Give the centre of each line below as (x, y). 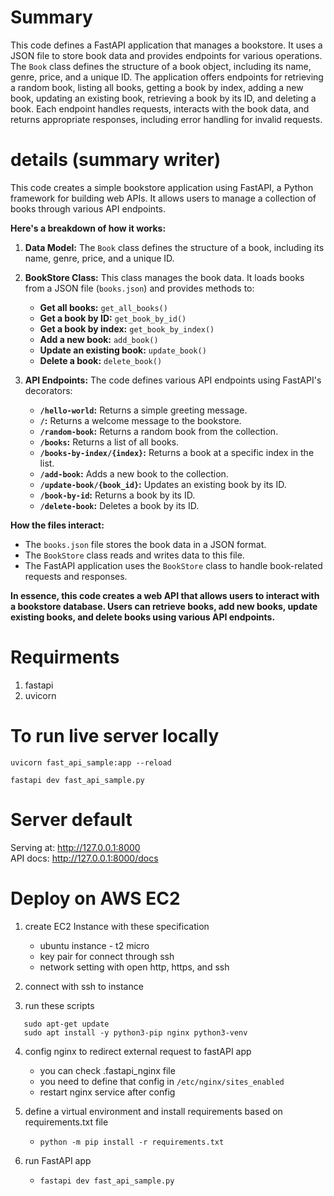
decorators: (48, 390)
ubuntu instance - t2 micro (94, 945)
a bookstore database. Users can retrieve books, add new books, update (164, 606)
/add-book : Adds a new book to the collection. (134, 473)
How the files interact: (57, 525)
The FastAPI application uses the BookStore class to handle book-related (173, 565)
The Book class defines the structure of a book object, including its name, (161, 66)
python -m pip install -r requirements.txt (132, 1142)
